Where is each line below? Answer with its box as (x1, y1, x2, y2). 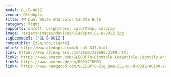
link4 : (5, 64, 19, 69)
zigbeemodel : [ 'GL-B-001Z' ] (5, 36, 65, 41)
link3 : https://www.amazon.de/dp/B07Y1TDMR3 (5, 59, 101, 64)
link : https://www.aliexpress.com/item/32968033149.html (5, 50, 129, 55)
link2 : (5, 54, 19, 60)
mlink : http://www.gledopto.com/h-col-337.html (5, 45, 108, 50)
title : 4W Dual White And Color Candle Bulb (5, 17, 101, 22)
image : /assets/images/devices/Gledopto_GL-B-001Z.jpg (5, 31, 124, 36)
